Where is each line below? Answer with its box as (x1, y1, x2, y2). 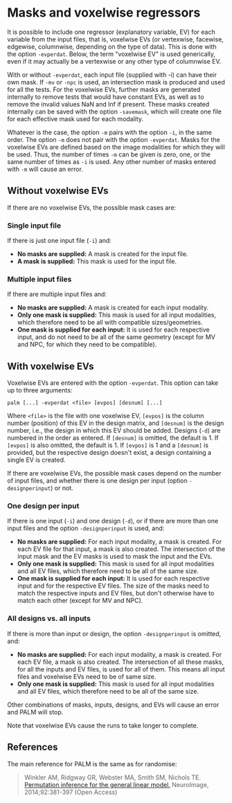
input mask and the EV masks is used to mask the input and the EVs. (17, 552, 213, 561)
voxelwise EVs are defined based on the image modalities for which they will (7, 143, 225, 151)
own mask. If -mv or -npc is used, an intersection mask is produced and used (7, 78, 225, 86)
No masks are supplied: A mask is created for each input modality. (17, 303, 209, 312)
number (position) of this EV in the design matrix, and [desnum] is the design (7, 419, 224, 427)
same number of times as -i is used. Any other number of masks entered (7, 157, 216, 165)
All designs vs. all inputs (7, 614, 91, 624)
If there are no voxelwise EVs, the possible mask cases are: (7, 203, 177, 212)
